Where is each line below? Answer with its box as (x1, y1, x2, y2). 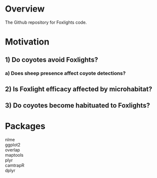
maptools (5, 152, 24, 158)
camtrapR (5, 163, 25, 168)
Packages (5, 121, 46, 132)
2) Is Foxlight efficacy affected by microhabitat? (5, 85, 152, 93)
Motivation (5, 36, 50, 47)
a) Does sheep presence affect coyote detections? (5, 70, 126, 77)
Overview (5, 3, 45, 15)
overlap (5, 147, 20, 153)
